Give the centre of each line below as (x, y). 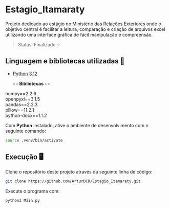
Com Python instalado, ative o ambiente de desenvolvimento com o (77, 125)
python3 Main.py (23, 201)
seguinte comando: (26, 131)
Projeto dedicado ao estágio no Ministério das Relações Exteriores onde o (83, 24)
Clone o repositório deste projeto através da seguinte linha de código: (79, 172)
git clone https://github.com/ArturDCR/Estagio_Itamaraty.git (73, 181)
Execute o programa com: (33, 191)
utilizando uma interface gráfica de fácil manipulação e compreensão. (79, 34)
